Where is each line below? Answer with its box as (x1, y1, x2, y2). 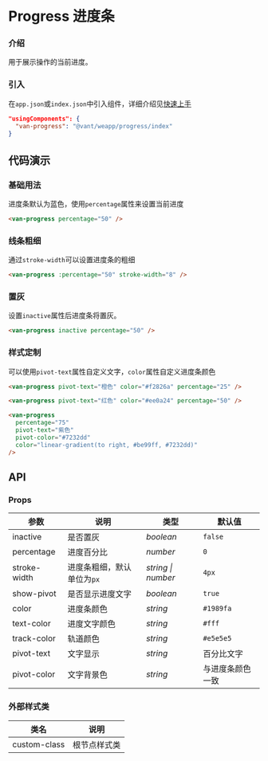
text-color (12, 618, 51, 630)
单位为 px (67, 574, 100, 585)
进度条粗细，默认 (67, 562, 132, 573)
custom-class (12, 739, 65, 750)
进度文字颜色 (67, 618, 116, 630)
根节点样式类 (73, 739, 121, 750)
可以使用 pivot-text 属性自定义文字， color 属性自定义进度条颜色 (8, 367, 216, 376)
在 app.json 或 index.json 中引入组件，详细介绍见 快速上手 (8, 99, 191, 108)
